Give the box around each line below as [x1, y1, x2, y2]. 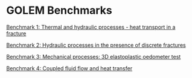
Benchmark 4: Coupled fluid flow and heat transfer [6, 64, 133, 72]
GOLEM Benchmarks [6, 4, 113, 17]
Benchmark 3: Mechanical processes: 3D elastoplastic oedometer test [6, 53, 181, 60]
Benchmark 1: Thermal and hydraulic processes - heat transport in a [6, 23, 176, 31]
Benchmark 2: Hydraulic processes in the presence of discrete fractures [6, 41, 186, 49]
